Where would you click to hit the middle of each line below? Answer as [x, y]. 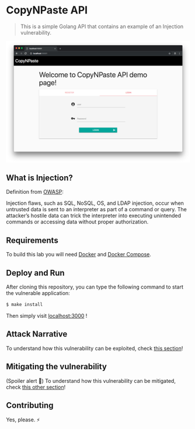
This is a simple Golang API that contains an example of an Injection [102, 26]
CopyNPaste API [47, 10]
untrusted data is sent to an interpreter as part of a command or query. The [96, 210]
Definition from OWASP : [35, 192]
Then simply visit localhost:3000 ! [47, 315]
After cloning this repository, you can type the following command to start [95, 287]
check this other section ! [36, 387]
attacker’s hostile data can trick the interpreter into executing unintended [93, 216]
